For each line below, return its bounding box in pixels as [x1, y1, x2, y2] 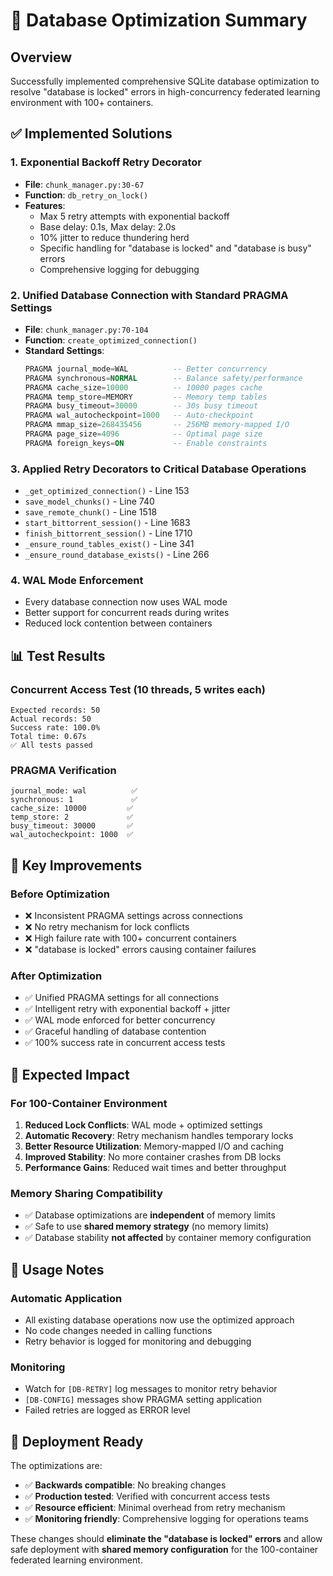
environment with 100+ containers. [10, 97, 154, 108]
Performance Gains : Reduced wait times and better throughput [24, 1162, 287, 1174]
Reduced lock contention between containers [24, 617, 213, 629]
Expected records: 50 [10, 705, 101, 716]
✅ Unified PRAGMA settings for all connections [24, 992, 220, 1004]
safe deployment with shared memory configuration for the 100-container [10, 1544, 319, 1556]
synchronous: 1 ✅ [10, 795, 138, 805]
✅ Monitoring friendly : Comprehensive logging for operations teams [24, 1513, 309, 1525]
